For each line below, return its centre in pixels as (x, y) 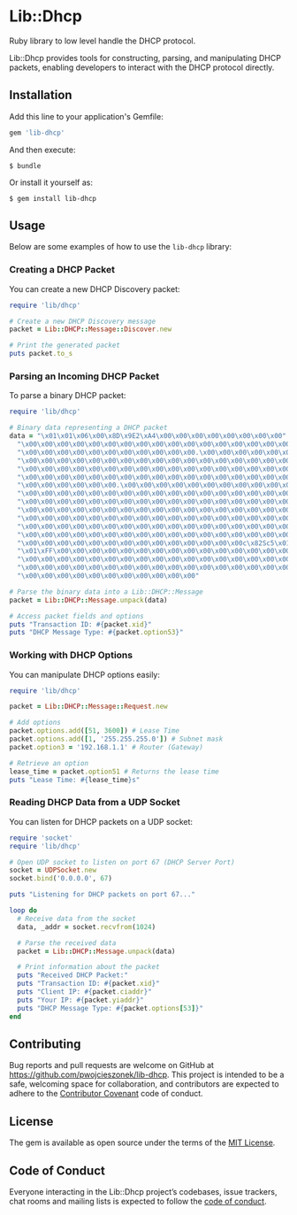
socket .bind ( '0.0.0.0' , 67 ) (61, 879)
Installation (41, 95)
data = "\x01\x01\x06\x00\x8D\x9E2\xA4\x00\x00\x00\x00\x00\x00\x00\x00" (148, 436)
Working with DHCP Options (71, 655)
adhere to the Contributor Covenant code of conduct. (106, 1094)
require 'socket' (41, 838)
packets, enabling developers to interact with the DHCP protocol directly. (142, 67)
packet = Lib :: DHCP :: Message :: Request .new (88, 707)
